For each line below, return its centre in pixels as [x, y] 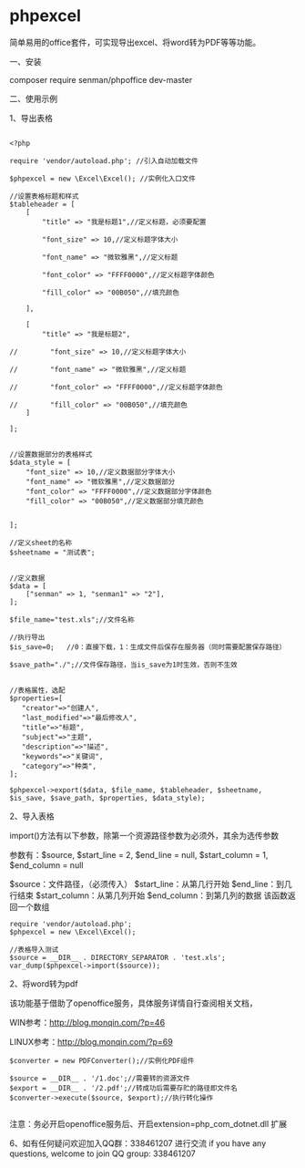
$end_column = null [46, 865]
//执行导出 [27, 637]
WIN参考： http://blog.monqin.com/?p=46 [87, 1022]
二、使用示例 [33, 98]
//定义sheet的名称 [41, 543]
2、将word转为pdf [44, 983]
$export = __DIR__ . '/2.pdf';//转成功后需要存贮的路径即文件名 [124, 1088]
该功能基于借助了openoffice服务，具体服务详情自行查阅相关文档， [133, 1003]
